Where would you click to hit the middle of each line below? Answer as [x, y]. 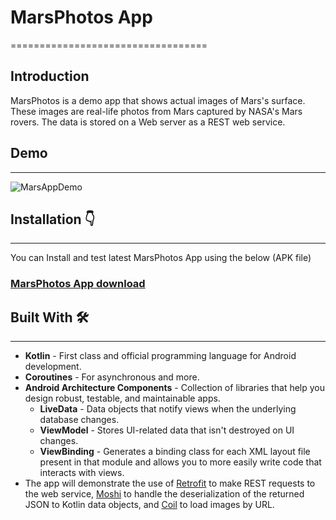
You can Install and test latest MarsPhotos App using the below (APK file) [161, 258]
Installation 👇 [53, 219]
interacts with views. [82, 473]
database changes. [79, 420]
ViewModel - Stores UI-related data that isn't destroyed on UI [167, 430]
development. [53, 367]
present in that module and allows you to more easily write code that [180, 462]
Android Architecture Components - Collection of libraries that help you [175, 388]
